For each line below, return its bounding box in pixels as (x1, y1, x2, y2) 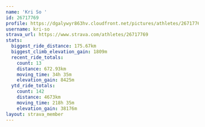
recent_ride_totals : (11, 54, 64, 60)
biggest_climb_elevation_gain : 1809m (11, 49, 108, 55)
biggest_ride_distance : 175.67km (11, 43, 97, 49)
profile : (6, 20, 28, 26)
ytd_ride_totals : (11, 83, 56, 89)
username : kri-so (6, 26, 50, 32)
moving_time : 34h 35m (17, 71, 72, 78)
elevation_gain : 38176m (17, 105, 78, 112)
